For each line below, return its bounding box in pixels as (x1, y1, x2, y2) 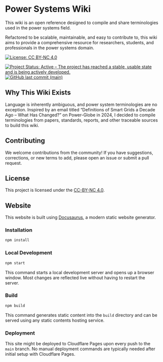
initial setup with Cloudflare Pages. (5, 351, 76, 357)
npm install (5, 238, 29, 243)
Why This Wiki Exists (5, 88, 71, 97)
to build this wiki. (5, 122, 39, 128)
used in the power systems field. (5, 25, 71, 30)
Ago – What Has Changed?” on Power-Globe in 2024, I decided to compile (5, 112, 156, 118)
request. (5, 160, 22, 166)
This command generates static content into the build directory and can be (5, 312, 158, 318)
